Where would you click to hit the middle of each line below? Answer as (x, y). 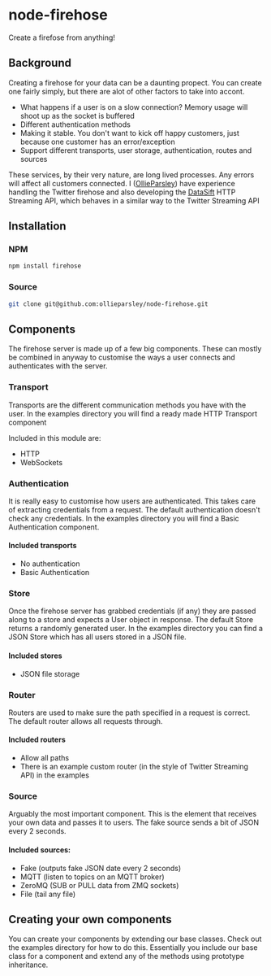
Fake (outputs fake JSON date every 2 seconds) (101, 868)
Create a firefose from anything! (62, 37)
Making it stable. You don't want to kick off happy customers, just (129, 133)
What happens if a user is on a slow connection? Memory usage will (134, 107)
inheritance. (28, 965)
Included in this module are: (55, 438)
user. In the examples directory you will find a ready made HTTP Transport (133, 413)
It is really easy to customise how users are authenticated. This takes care (132, 501)
